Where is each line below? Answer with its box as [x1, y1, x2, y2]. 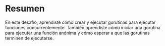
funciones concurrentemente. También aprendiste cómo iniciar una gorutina [5, 24, 161, 30]
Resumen [5, 3, 45, 14]
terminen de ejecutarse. [5, 35, 54, 41]
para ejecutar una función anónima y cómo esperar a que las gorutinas [5, 30, 150, 36]
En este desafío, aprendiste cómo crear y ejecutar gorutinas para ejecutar [5, 19, 156, 25]
